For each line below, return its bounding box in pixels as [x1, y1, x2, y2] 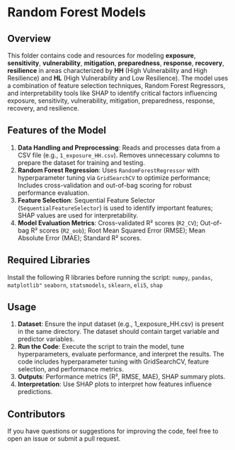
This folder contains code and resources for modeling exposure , [7, 51, 196, 60]
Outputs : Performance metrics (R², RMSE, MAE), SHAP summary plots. [17, 373, 226, 381]
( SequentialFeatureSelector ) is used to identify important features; [17, 203, 214, 212]
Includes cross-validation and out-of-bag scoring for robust [17, 181, 193, 189]
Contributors [7, 408, 66, 420]
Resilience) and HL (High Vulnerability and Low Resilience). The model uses [7, 74, 229, 82]
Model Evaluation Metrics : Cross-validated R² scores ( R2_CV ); [17, 218, 199, 227]
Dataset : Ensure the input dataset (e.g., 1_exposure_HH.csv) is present [17, 320, 224, 328]
